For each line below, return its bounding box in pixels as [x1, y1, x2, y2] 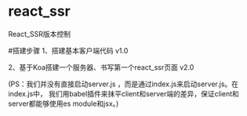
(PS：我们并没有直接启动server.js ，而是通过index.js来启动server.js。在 [8, 79, 239, 89]
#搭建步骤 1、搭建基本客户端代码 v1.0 [8, 45, 129, 55]
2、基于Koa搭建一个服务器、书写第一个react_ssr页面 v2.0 [8, 62, 194, 72]
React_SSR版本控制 [8, 29, 71, 38]
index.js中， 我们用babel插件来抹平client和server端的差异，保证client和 [8, 89, 239, 98]
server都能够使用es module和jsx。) [8, 99, 119, 108]
